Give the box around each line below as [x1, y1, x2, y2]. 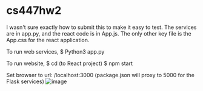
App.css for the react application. [6, 36, 90, 43]
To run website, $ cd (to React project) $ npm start [6, 60, 133, 67]
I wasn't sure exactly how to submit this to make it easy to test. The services [6, 24, 197, 31]
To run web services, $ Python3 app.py [6, 48, 105, 55]
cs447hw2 [6, 4, 62, 17]
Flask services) [6, 78, 44, 85]
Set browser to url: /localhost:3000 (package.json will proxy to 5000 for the [6, 71, 195, 78]
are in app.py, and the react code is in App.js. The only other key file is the [6, 30, 192, 37]
